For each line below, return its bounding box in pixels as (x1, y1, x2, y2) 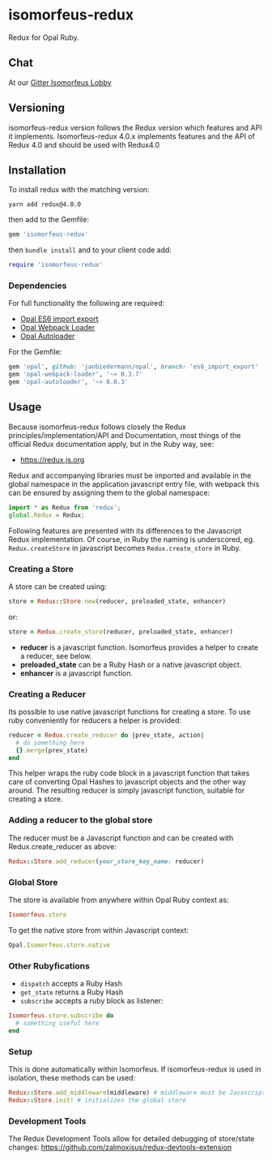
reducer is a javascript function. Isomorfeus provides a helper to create (19, 642, 259, 652)
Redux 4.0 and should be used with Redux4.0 (8, 140, 160, 149)
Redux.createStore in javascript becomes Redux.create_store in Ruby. (8, 543, 241, 552)
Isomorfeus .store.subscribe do (8, 1012, 114, 1020)
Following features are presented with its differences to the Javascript (8, 526, 242, 535)
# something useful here (15, 1019, 100, 1027)
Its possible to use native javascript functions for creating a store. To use (8, 707, 251, 716)
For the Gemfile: (8, 347, 62, 357)
